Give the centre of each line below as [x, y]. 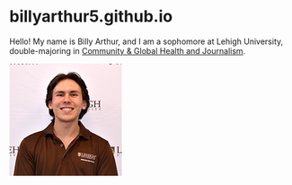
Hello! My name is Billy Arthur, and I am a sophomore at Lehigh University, [146, 41]
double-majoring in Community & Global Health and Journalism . [128, 50]
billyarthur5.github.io [91, 17]
